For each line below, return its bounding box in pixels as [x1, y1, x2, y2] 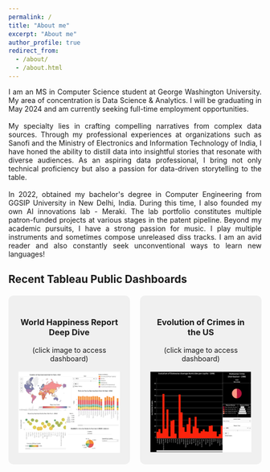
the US [187, 326, 215, 338]
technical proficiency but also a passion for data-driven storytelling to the [8, 163, 262, 173]
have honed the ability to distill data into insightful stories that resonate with [8, 146, 262, 156]
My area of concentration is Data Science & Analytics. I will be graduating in [8, 95, 262, 105]
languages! [8, 249, 46, 259]
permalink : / [8, 13, 52, 21]
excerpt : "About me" [8, 30, 78, 38]
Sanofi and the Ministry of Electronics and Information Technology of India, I [8, 137, 262, 148]
